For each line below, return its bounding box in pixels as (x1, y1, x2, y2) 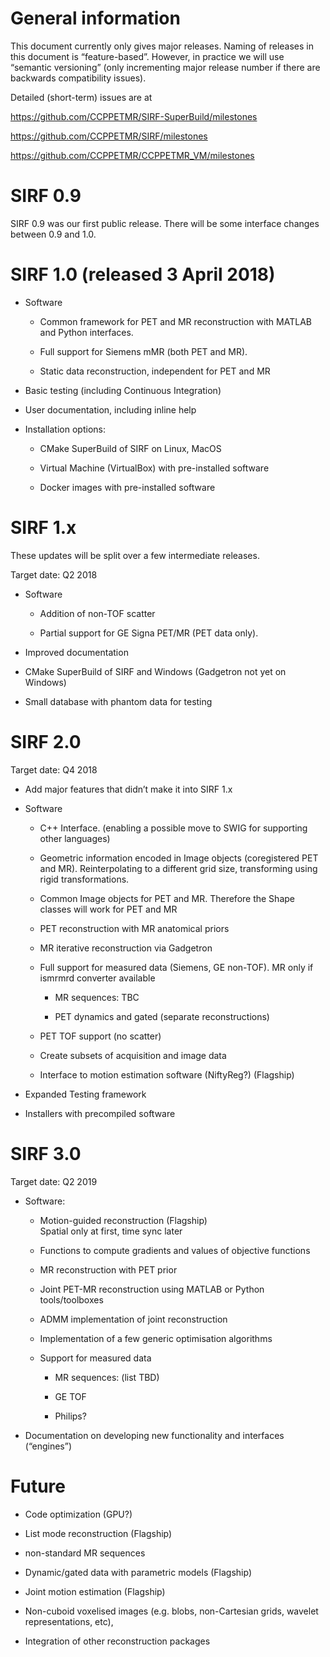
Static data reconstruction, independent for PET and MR (39, 365, 271, 377)
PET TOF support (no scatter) (39, 1030, 162, 1042)
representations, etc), (24, 1615, 114, 1627)
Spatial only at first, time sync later (39, 1225, 183, 1237)
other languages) (39, 832, 111, 844)
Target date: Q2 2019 (10, 1175, 98, 1187)
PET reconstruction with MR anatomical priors (39, 922, 230, 934)
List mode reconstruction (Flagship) (24, 1527, 173, 1539)
